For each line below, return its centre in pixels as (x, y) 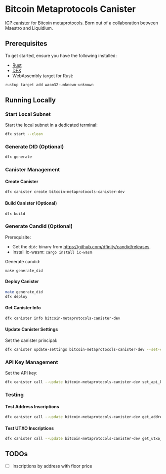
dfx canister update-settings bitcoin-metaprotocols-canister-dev (75, 349)
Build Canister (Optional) (31, 203)
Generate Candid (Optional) (39, 226)
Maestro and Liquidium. (29, 28)
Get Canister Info (23, 308)
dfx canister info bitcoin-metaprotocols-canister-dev (63, 318)
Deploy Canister (22, 282)
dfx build (15, 214)
